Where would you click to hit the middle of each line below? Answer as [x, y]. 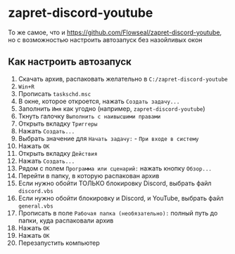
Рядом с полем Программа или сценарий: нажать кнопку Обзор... [115, 168]
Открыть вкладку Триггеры [58, 123]
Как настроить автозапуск [70, 62]
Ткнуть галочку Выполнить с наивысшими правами [89, 116]
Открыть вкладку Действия [58, 153]
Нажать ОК [34, 146]
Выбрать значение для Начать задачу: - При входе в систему [108, 138]
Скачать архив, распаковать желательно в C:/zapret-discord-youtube [123, 79]
